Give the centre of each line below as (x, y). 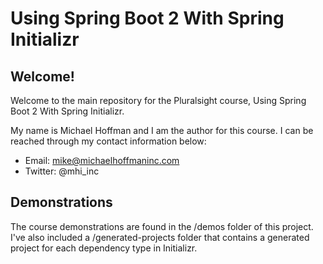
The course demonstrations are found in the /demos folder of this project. (162, 226)
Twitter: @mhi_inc (62, 171)
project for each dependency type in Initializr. (104, 248)
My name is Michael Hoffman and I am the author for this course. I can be (162, 130)
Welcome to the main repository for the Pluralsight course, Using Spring (158, 100)
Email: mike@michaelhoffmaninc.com (102, 160)
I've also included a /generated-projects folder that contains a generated (160, 237)
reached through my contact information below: (108, 141)
